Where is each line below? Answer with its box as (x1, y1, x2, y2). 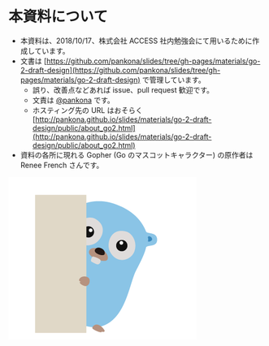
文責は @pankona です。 (32, 95, 115, 105)
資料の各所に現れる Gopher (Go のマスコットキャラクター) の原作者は (20, 149, 254, 159)
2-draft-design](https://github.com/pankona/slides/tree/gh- (20, 65, 221, 75)
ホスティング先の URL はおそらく (32, 105, 143, 115)
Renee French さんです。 (20, 160, 104, 170)
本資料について (8, 7, 108, 26)
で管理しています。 (141, 75, 206, 84)
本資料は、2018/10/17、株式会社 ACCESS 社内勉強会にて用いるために (20, 36, 253, 45)
